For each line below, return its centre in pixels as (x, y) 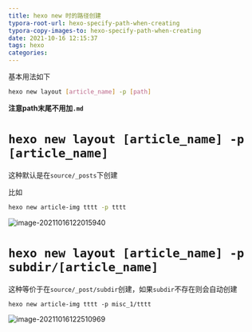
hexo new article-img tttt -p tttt (67, 207)
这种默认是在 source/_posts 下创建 (63, 175)
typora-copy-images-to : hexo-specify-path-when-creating (105, 30)
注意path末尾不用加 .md (46, 108)
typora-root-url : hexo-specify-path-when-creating (94, 23)
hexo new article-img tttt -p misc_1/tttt (80, 304)
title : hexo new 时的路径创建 (55, 16)
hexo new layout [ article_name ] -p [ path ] (80, 92)
